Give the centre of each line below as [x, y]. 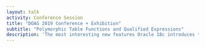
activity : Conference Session [45, 18]
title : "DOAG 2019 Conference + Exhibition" [64, 23]
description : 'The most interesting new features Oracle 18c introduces [101, 35]
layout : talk [23, 12]
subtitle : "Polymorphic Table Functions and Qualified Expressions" [95, 29]
